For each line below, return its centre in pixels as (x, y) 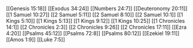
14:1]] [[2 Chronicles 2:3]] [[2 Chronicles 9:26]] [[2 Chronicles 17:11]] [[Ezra (96, 27)
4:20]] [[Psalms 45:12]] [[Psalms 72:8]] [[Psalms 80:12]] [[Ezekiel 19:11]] (93, 33)
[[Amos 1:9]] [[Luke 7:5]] (36, 40)
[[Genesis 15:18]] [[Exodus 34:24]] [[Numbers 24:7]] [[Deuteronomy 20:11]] (97, 8)
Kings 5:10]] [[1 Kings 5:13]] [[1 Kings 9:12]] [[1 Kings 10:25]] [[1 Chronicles (96, 21)
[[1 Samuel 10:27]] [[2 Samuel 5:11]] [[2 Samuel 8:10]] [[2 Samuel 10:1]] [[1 (95, 15)
